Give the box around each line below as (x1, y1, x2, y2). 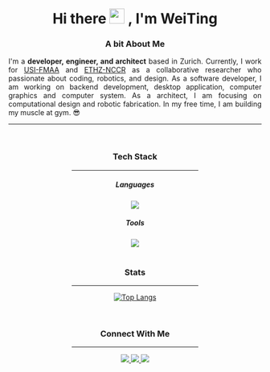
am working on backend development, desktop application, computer (8, 82, 262, 92)
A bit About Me (104, 39, 166, 50)
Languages (115, 180, 155, 189)
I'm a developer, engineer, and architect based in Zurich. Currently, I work (8, 56, 262, 66)
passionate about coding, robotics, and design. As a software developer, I (8, 73, 262, 84)
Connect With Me (100, 328, 170, 339)
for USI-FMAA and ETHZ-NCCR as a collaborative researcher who (8, 65, 262, 75)
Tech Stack (112, 151, 158, 163)
